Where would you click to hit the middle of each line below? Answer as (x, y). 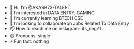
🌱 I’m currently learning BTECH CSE (46, 18)
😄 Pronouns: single (30, 36)
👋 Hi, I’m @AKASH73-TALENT (40, 8)
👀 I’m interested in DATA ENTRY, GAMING (52, 13)
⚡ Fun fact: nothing (29, 41)
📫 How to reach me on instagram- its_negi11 (56, 29)
